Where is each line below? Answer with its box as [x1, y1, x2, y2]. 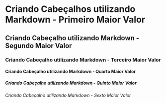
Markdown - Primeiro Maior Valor [5, 14, 146, 25]
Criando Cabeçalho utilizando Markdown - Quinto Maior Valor [5, 80, 137, 86]
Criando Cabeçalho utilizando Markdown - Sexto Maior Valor [5, 93, 131, 99]
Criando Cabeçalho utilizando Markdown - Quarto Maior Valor [5, 68, 136, 75]
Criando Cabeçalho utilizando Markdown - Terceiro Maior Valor [5, 56, 162, 63]
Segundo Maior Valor [5, 41, 72, 50]
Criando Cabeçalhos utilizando [5, 3, 136, 15]
